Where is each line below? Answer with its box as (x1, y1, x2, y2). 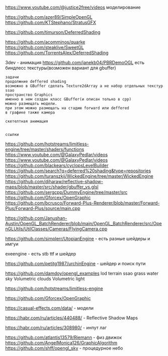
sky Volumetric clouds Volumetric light (5, 276, 85, 282)
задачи (5, 75, 19, 80)
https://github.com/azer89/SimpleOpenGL (5, 14, 93, 20)
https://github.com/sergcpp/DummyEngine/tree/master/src (5, 189, 128, 195)
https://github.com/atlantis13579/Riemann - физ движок (5, 334, 122, 340)
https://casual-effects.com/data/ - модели (5, 305, 94, 311)
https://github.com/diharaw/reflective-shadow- (5, 179, 103, 184)
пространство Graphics (5, 92, 53, 97)
